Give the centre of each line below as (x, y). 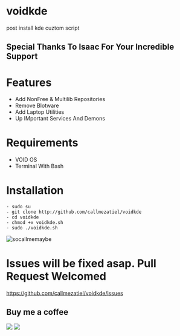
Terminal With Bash (39, 166)
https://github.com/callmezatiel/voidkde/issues (65, 293)
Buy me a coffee (37, 312)
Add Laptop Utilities (40, 112)
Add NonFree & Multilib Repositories (60, 99)
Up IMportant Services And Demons (60, 119)
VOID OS (26, 160)
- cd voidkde (23, 217)
